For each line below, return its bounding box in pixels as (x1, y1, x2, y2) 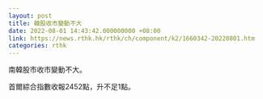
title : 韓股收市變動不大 (8, 19, 83, 27)
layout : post (8, 11, 53, 20)
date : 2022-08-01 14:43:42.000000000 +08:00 (8, 27, 161, 35)
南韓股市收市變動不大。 (8, 65, 87, 75)
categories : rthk (8, 42, 67, 50)
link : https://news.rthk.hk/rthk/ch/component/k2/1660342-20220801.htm (8, 34, 255, 43)
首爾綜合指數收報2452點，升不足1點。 (8, 82, 135, 92)
